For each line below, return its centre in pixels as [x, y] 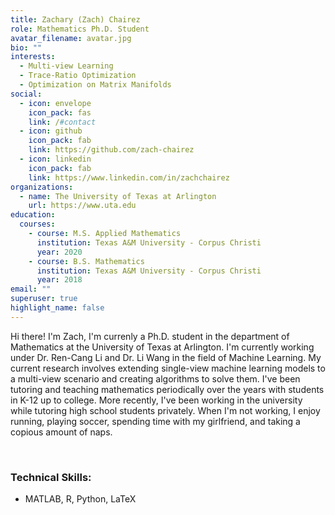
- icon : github [51, 131]
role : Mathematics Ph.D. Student [80, 29]
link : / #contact [62, 122]
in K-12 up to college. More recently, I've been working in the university [156, 400]
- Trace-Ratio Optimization [78, 76]
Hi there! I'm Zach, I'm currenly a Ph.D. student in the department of [150, 336]
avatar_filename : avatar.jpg [71, 38]
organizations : [42, 187]
